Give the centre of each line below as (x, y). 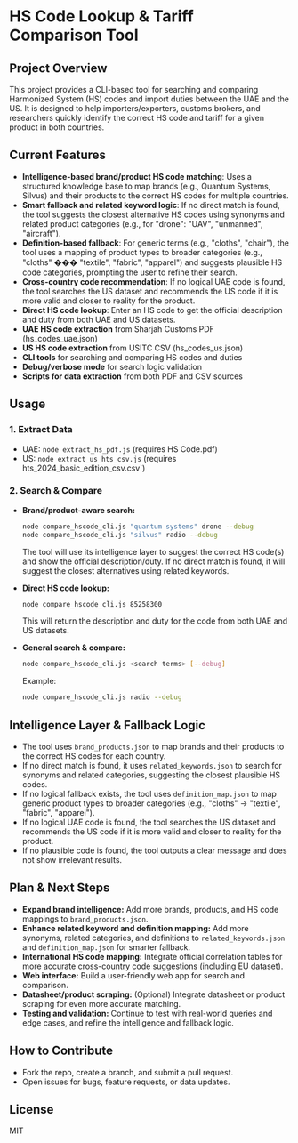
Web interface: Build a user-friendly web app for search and (133, 975)
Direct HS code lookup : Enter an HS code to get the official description (152, 310)
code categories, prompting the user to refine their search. (129, 272)
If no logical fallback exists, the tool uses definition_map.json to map (149, 793)
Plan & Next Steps (60, 888)
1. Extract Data (41, 430)
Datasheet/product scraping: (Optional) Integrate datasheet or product (153, 994)
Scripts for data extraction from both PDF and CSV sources (132, 376)
